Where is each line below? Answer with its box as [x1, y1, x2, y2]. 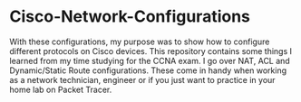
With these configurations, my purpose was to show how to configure [9, 36, 270, 47]
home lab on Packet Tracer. [9, 84, 112, 95]
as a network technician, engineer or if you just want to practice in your [9, 74, 276, 85]
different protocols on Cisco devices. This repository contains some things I [9, 45, 293, 56]
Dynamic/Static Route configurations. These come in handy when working [9, 65, 287, 76]
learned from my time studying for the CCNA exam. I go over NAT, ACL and [9, 55, 290, 66]
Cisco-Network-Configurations [9, 6, 251, 27]
